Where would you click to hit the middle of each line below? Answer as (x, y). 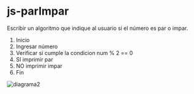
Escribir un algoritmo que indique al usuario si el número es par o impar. (98, 28)
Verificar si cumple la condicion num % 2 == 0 (74, 52)
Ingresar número (37, 46)
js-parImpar (38, 11)
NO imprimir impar (39, 66)
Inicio (23, 40)
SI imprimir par (35, 59)
